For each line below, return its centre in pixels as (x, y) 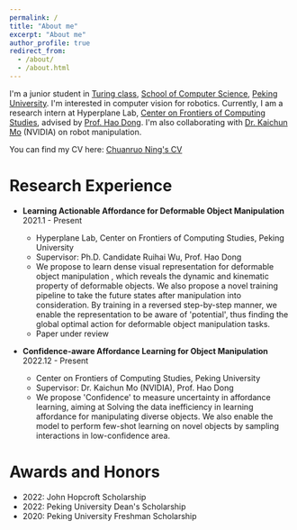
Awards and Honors (85, 472)
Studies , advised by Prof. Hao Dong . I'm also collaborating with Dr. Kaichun (148, 122)
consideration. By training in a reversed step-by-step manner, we (156, 305)
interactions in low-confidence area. (103, 435)
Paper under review (72, 334)
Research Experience (91, 186)
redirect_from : (38, 51)
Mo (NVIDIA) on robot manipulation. (76, 132)
